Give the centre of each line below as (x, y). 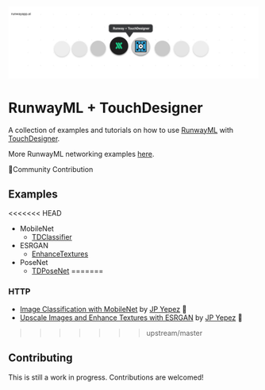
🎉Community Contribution (51, 169)
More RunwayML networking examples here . (81, 154)
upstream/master (175, 333)
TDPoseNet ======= (67, 271)
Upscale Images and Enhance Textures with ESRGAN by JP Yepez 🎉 (131, 318)
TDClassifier (52, 237)
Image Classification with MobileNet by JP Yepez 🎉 (103, 309)
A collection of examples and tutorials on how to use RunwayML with (121, 130)
